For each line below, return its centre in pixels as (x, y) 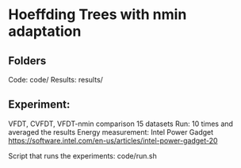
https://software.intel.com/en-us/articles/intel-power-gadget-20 (113, 140)
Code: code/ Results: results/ (55, 80)
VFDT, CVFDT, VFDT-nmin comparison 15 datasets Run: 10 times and (121, 124)
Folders (27, 61)
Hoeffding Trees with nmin (98, 15)
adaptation (45, 31)
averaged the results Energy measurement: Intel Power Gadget (111, 132)
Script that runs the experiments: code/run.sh (82, 155)
